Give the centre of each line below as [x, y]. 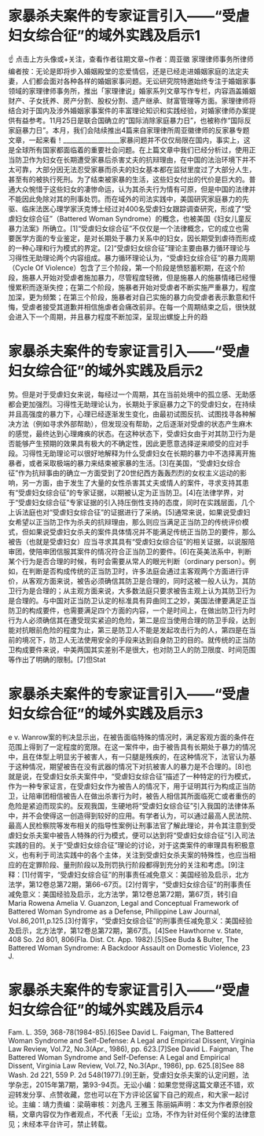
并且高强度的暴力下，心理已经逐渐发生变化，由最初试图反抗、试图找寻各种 [128, 414]
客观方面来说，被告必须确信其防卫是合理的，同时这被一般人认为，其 [139, 581]
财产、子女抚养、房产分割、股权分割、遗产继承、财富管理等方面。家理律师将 [132, 101]
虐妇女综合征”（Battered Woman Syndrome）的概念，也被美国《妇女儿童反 [130, 218]
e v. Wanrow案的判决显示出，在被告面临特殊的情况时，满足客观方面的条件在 [132, 737]
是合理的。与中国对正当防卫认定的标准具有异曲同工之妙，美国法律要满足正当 [132, 600]
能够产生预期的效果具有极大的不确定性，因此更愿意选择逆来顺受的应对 [128, 443]
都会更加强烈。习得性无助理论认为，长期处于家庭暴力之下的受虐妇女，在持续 [132, 404]
